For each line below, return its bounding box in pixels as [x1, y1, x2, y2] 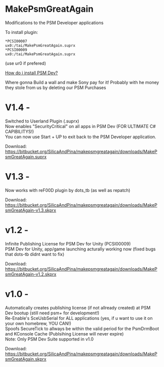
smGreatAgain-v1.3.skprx [5, 207, 56, 213]
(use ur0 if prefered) [5, 60, 47, 66]
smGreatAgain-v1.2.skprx [5, 271, 57, 277]
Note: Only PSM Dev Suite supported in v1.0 [5, 336, 94, 342]
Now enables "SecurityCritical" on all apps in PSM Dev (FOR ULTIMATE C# [5, 123, 156, 129]
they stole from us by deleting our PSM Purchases [5, 85, 106, 91]
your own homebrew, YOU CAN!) [5, 320, 71, 326]
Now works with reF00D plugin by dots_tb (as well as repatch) [5, 187, 131, 193]
